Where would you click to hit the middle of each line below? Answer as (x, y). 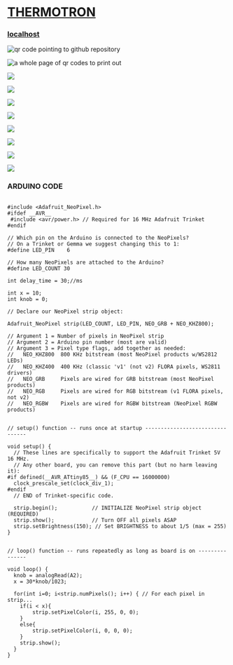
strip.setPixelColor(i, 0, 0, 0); (83, 631)
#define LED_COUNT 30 (39, 268)
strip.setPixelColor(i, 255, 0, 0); (86, 612)
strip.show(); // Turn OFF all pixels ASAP (95, 520)
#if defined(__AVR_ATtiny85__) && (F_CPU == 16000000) (89, 477)
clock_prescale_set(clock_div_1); (64, 483)
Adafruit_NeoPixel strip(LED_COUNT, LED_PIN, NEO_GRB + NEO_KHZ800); (111, 323)
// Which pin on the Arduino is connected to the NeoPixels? (98, 238)
